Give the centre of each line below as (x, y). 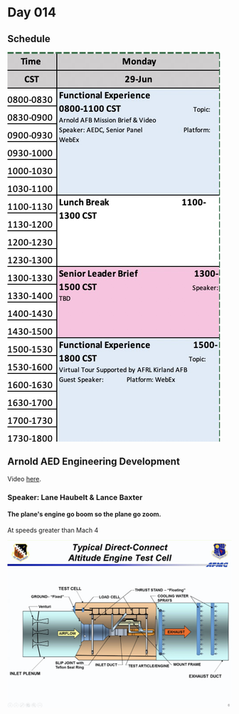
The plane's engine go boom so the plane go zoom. (84, 514)
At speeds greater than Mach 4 (53, 530)
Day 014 (32, 12)
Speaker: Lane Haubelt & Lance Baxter (75, 497)
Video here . (24, 479)
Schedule (29, 39)
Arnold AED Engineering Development (94, 462)
